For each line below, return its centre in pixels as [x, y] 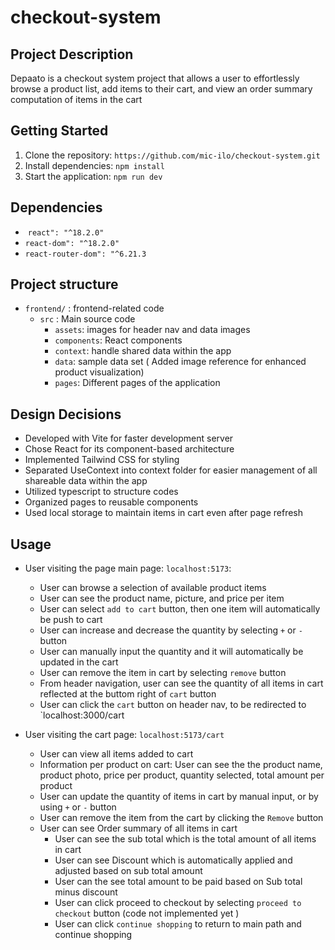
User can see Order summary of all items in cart [138, 828]
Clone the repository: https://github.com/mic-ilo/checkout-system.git [172, 155]
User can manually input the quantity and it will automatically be [171, 652]
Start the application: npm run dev [93, 176]
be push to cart [71, 620]
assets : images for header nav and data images [152, 330]
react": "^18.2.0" [66, 232]
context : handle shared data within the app [143, 351]
